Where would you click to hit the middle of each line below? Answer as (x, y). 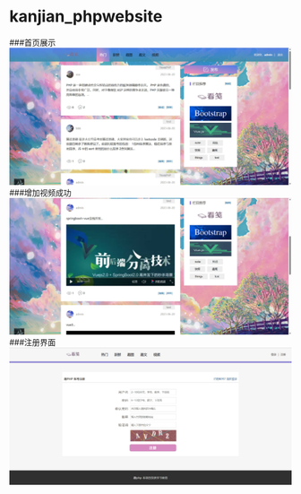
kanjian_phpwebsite (86, 17)
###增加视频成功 (40, 192)
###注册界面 (33, 342)
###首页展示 (33, 42)
